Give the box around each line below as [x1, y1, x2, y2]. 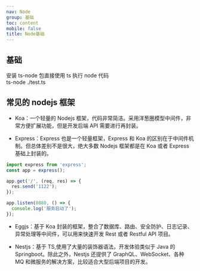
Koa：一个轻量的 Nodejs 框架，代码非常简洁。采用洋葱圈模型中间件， [14, 115, 186, 122]
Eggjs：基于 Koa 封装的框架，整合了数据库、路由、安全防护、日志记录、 [14, 222, 193, 230]
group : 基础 [6, 14, 34, 20]
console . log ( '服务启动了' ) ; [11, 206, 77, 212]
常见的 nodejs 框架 [6, 97, 76, 108]
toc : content [6, 20, 39, 26]
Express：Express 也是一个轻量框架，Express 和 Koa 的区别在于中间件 [14, 134, 189, 141]
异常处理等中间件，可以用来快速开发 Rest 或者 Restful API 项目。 [14, 230, 174, 237]
